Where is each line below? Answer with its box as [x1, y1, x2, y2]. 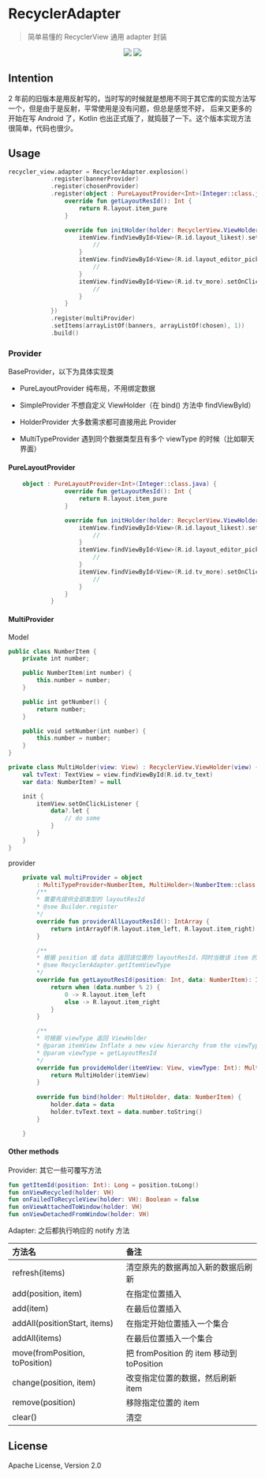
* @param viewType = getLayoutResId [36, 1049, 157, 1057]
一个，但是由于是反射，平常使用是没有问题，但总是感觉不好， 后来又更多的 [8, 104, 252, 113]
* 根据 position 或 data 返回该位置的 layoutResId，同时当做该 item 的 [36, 954, 258, 962]
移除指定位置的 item [125, 1397, 200, 1408]
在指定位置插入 [125, 1289, 181, 1300]
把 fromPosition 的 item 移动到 [125, 1348, 237, 1359]
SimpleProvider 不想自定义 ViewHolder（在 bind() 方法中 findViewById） [19, 400, 256, 410]
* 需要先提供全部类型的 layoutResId [36, 896, 145, 904]
